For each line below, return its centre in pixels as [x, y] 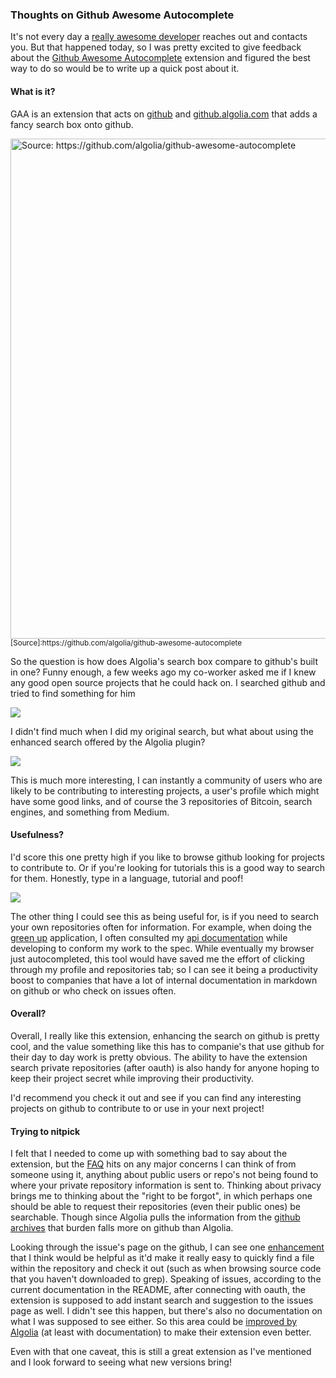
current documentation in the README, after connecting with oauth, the [158, 1290]
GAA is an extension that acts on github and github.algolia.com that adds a [164, 114]
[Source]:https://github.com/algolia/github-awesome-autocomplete [126, 643]
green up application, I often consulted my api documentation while [149, 937]
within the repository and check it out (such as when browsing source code [166, 1269]
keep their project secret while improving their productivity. [132, 1078]
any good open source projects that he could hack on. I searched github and [168, 682]
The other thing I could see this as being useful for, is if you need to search [165, 916]
